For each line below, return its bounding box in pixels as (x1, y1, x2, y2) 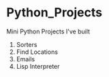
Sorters (16, 40, 37, 48)
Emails (16, 55, 35, 63)
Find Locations (16, 48, 59, 56)
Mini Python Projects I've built (6, 27, 90, 35)
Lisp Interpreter (16, 62, 60, 70)
